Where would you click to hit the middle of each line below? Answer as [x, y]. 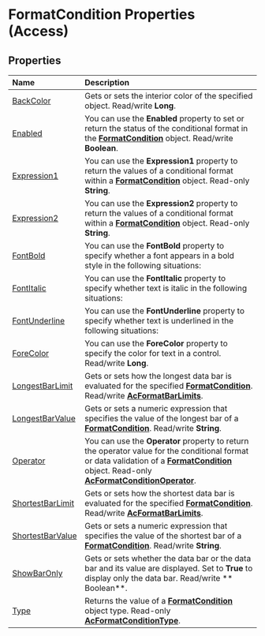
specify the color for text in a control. [153, 353]
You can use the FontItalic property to [155, 278]
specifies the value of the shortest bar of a [163, 536]
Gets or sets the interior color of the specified [169, 96]
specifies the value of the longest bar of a [162, 418]
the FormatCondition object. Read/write [159, 138]
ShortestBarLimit [43, 503]
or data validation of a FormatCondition [159, 461]
